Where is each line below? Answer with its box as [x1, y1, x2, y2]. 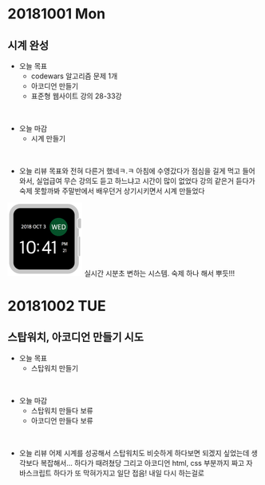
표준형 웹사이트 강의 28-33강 [30, 91, 122, 101]
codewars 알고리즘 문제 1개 [30, 71, 118, 81]
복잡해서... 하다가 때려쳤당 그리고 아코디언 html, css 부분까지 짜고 [40, 458, 245, 467]
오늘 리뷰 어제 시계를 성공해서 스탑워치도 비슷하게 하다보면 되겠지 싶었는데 [18, 448, 250, 458]
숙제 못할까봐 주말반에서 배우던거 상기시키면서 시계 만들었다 [18, 186, 205, 196]
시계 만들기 [30, 133, 65, 143]
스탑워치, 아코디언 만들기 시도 [7, 331, 144, 344]
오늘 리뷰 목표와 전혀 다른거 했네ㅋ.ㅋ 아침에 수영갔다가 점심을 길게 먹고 [18, 166, 241, 176]
